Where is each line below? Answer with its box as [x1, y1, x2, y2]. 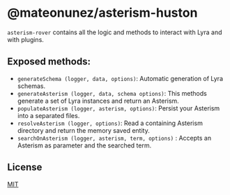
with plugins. [7, 35, 44, 43]
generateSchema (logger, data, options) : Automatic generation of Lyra [17, 74, 223, 82]
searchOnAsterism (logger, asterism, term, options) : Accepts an [17, 133, 211, 142]
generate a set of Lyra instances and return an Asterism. [17, 96, 179, 105]
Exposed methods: [7, 56, 91, 68]
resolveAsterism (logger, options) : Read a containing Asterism [17, 119, 204, 127]
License [7, 161, 43, 173]
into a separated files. [17, 111, 80, 120]
